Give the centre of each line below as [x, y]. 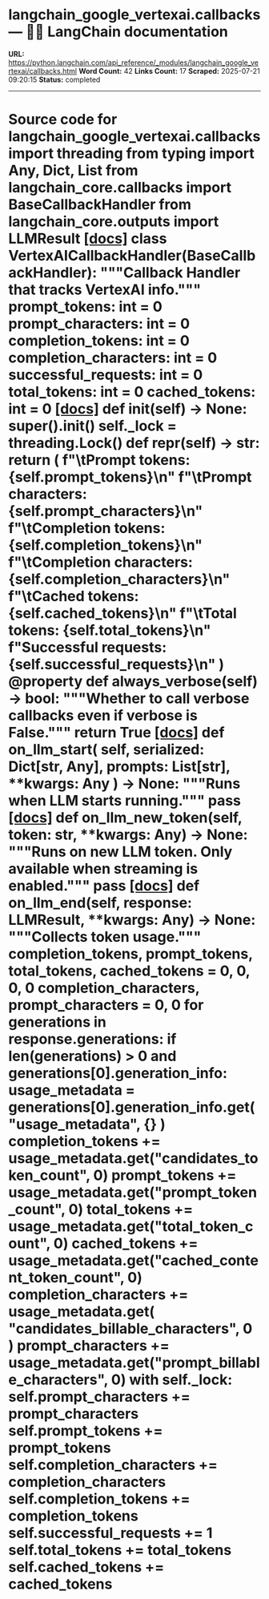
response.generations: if [92, 1039]
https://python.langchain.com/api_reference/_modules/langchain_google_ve [133, 63]
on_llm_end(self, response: [100, 903]
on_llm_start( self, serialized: [106, 750]
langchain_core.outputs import [114, 222]
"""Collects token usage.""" [105, 937]
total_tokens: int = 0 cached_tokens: [132, 392]
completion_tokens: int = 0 [99, 341]
